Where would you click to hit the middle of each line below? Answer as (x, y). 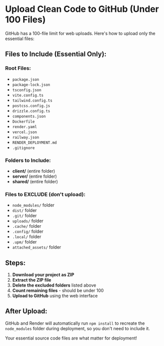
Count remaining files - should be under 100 (58, 291)
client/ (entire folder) (34, 171)
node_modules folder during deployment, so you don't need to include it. (78, 328)
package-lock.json (31, 85)
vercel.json (24, 132)
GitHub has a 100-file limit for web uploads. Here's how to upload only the (80, 33)
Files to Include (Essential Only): (56, 54)
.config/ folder (28, 232)
